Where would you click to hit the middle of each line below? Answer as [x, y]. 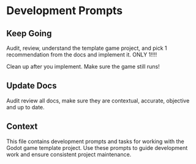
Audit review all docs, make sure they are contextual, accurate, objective [98, 100]
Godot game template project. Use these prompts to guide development [97, 147]
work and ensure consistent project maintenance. [69, 154]
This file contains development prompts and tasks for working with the [96, 141]
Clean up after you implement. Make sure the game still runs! [83, 66]
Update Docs [32, 86]
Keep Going [29, 33]
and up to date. [25, 107]
